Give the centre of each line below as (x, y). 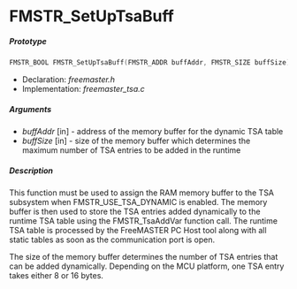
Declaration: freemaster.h (68, 80)
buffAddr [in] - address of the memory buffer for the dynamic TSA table (152, 131)
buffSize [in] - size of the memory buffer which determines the (136, 141)
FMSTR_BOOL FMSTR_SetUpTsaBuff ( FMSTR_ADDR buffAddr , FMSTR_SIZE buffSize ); (152, 63)
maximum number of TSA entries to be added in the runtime (131, 150)
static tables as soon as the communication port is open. (112, 240)
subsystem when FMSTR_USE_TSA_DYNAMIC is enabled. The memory (138, 202)
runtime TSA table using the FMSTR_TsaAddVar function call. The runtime (144, 221)
